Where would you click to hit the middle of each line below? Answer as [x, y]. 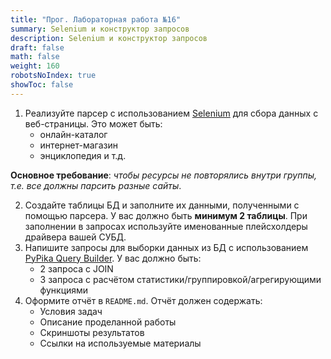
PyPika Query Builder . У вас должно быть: [113, 258]
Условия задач [71, 311]
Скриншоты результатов [92, 332]
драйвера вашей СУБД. [75, 237]
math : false [35, 57]
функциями [64, 290]
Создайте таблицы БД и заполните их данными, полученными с [162, 205]
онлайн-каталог [73, 134]
